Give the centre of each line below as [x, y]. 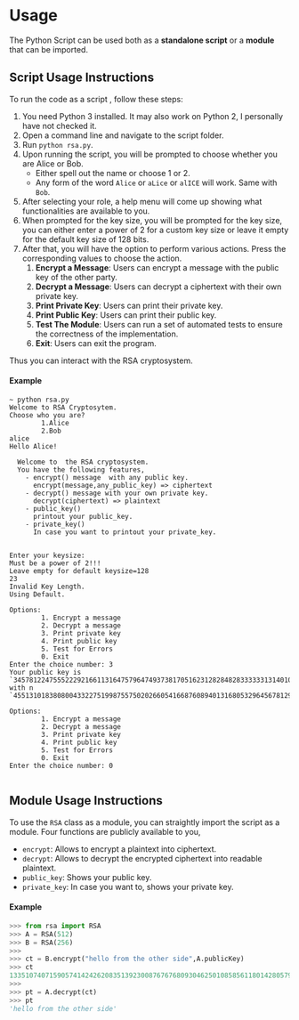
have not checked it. [60, 125]
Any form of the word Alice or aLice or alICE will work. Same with [156, 182]
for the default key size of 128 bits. [85, 239]
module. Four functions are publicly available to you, [105, 831]
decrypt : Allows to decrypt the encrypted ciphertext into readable [142, 858]
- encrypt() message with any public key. [107, 477]
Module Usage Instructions [86, 801]
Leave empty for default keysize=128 [79, 571]
